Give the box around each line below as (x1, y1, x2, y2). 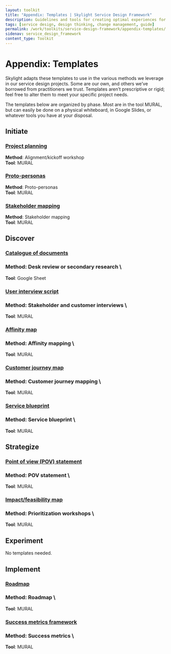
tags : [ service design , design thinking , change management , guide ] (5, 22, 155, 27)
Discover (5, 234, 35, 243)
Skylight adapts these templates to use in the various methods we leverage (5, 75, 164, 81)
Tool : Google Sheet (5, 275, 46, 281)
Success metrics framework (5, 618, 77, 625)
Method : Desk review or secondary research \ (5, 263, 122, 271)
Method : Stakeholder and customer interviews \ (5, 301, 127, 309)
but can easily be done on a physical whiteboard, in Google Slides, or (5, 107, 152, 113)
